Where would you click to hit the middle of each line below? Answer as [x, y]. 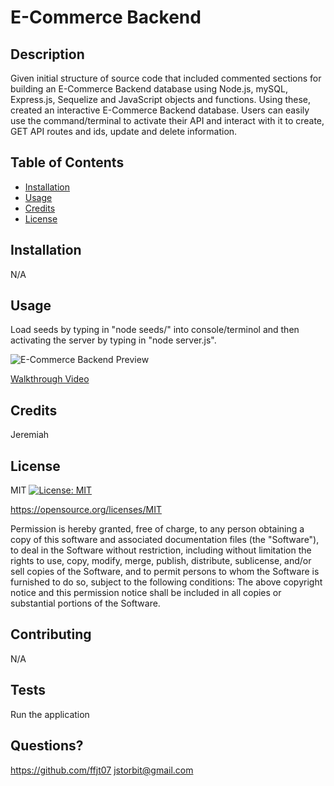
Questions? [47, 746]
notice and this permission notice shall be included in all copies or [146, 593]
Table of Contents [67, 162]
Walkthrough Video [50, 379]
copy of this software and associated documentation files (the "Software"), [165, 540]
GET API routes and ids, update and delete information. [124, 131]
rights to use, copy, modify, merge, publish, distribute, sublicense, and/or [161, 561]
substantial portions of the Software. [85, 603]
